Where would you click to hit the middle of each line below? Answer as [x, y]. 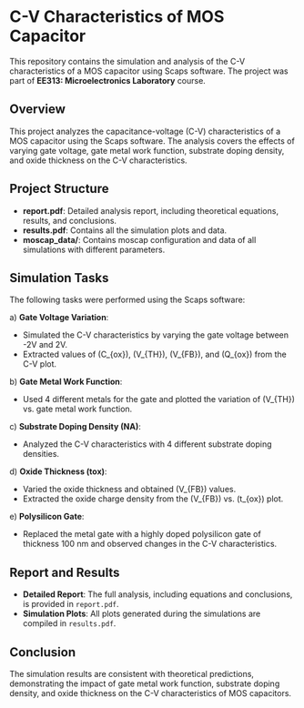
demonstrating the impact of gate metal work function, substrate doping [145, 683]
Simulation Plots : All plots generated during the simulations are [142, 614]
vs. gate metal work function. [77, 409]
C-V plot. [40, 364]
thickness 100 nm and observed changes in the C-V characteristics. [150, 544]
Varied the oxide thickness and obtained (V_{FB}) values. [129, 490]
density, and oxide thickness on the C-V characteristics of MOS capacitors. [151, 693]
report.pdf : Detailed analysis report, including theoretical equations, [151, 210]
